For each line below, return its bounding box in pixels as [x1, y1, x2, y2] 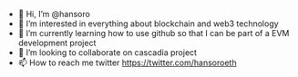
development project [17, 37, 97, 48]
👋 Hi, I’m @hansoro [17, 9, 91, 19]
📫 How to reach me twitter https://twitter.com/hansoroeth [17, 57, 237, 68]
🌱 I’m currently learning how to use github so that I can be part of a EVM [17, 28, 290, 38]
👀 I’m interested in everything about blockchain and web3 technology [17, 18, 280, 29]
